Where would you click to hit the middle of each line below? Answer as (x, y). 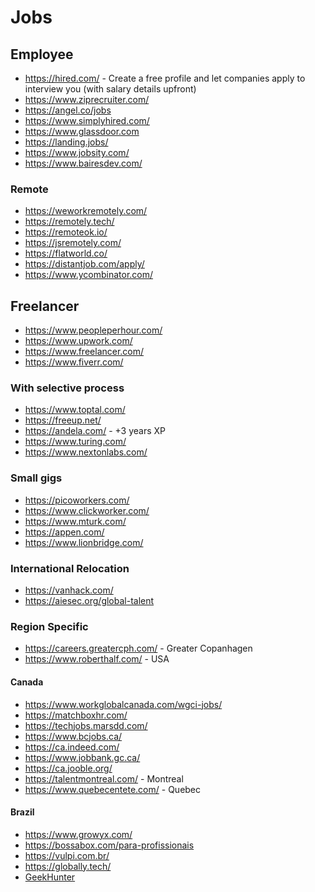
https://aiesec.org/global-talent (89, 600)
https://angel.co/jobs (68, 110)
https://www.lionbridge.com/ (84, 542)
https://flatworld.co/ (66, 253)
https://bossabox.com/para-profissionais (109, 845)
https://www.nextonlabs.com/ (86, 452)
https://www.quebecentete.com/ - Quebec (113, 789)
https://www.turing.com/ (75, 442)
